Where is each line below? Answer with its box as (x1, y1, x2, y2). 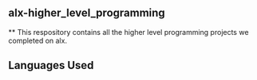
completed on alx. (8, 36, 68, 45)
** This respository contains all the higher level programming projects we (8, 27, 249, 36)
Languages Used (8, 59, 94, 72)
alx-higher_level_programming (8, 6, 165, 20)
